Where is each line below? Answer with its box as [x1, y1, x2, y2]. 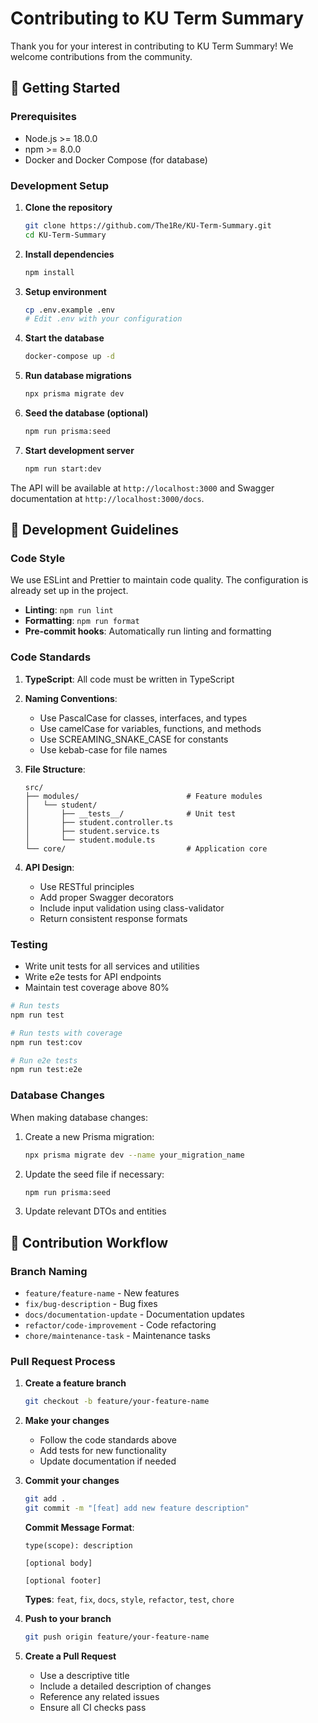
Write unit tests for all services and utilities [24, 960, 200, 972]
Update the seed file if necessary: [24, 1168, 165, 1180]
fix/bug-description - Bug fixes [24, 1298, 158, 1310]
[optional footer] [24, 1575, 102, 1586]
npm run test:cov [10, 1037, 83, 1047]
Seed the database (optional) [24, 407, 149, 419]
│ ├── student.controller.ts [24, 817, 174, 827]
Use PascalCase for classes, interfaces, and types [39, 712, 248, 724]
